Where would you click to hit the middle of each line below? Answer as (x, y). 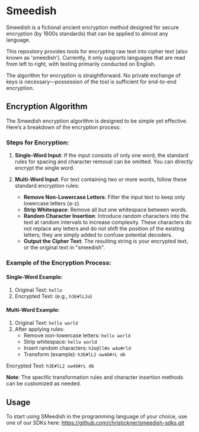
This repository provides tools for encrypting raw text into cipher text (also (97, 51)
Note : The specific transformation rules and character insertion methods (95, 378)
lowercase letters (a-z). (52, 204)
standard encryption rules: (47, 186)
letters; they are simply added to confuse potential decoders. (98, 235)
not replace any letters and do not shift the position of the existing (104, 228)
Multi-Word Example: (33, 310)
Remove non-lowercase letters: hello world (77, 336)
